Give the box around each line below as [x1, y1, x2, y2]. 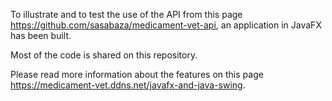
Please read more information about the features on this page [10, 69, 264, 80]
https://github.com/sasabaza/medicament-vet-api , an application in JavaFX [10, 19, 322, 31]
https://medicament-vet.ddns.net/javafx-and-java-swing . [10, 79, 246, 91]
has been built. [10, 30, 72, 41]
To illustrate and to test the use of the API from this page [10, 9, 243, 20]
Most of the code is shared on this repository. [10, 49, 198, 61]
